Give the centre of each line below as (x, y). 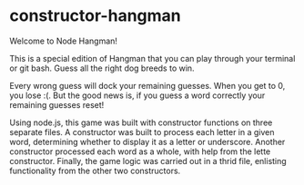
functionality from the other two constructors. (95, 170)
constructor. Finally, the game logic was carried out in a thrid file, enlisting (148, 161)
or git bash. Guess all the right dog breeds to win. (102, 68)
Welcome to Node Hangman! (64, 41)
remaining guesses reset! (57, 104)
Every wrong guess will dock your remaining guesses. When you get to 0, (147, 85)
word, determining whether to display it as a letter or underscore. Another (147, 141)
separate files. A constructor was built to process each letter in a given (142, 131)
